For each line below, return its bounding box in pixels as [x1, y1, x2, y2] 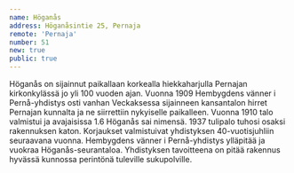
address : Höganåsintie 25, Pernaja [9, 21, 141, 30]
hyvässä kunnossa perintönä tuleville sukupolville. [9, 154, 193, 164]
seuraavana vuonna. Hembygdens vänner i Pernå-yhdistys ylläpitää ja [9, 135, 266, 145]
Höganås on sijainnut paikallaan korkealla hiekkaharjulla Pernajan [9, 79, 248, 89]
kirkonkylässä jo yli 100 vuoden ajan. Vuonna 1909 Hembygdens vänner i [9, 88, 276, 98]
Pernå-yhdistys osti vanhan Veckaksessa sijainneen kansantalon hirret [9, 98, 268, 107]
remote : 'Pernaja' [9, 29, 77, 38]
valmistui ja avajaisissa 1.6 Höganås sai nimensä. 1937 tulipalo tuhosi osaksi [9, 116, 286, 127]
